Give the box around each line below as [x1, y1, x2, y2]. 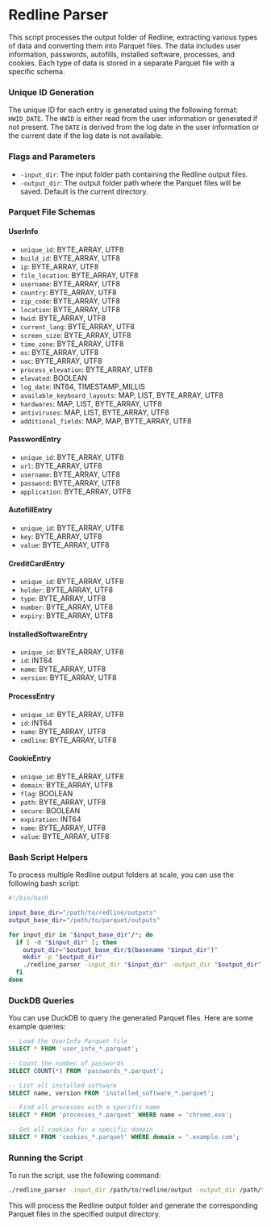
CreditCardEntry [8, 558, 65, 568]
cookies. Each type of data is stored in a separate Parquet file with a [8, 58, 236, 68]
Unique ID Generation [8, 86, 94, 98]
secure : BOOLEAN [19, 805, 81, 816]
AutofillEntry [8, 505, 52, 515]
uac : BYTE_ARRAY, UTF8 [19, 356, 102, 365]
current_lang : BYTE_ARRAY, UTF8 [19, 321, 135, 332]
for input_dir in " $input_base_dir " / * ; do [8, 930, 153, 939]
